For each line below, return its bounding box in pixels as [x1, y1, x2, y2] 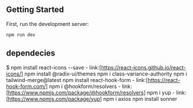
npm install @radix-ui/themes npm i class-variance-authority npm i [24, 70, 188, 77]
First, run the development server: [6, 20, 89, 27]
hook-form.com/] [6, 83, 48, 90]
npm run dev [6, 32, 35, 38]
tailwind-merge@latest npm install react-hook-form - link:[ [6, 76, 148, 83]
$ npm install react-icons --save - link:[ [6, 64, 102, 71]
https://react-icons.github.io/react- [101, 64, 186, 71]
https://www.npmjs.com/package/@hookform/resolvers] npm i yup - [8, 89, 175, 96]
